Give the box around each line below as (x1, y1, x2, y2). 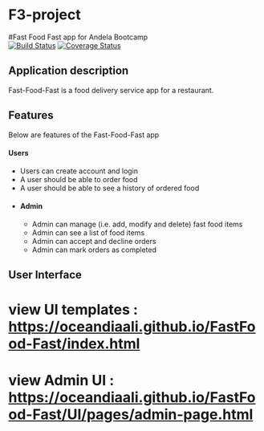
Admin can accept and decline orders (31, 236, 156, 246)
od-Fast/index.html (8, 335, 140, 352)
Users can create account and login (19, 166, 139, 176)
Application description (8, 64, 129, 78)
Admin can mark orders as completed (31, 245, 157, 254)
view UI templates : (8, 300, 139, 319)
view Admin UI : (8, 371, 115, 389)
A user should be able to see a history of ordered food (19, 183, 200, 193)
